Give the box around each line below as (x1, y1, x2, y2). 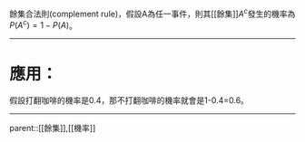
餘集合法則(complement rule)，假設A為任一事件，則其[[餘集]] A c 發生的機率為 (9, 7, 296, 19)
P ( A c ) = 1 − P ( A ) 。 (9, 18, 77, 31)
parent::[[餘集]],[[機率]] (9, 123, 96, 134)
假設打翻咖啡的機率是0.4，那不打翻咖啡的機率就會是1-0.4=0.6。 (9, 95, 250, 106)
